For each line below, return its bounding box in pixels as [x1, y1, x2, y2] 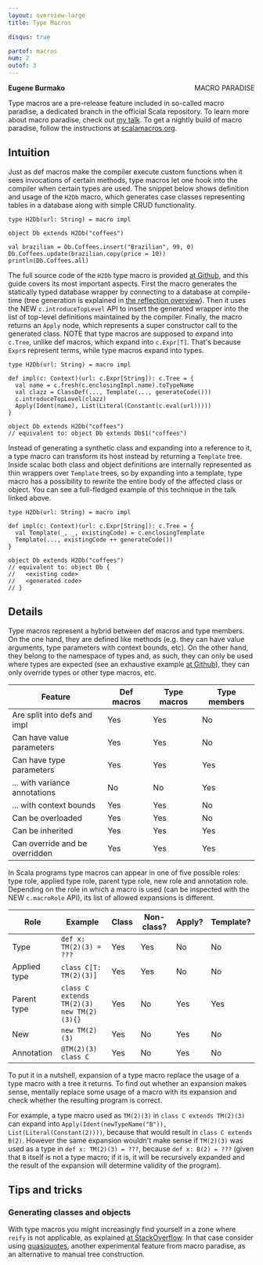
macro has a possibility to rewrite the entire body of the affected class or [8, 476, 243, 486]
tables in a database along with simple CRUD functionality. [8, 200, 197, 210]
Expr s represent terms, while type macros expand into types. [8, 345, 205, 355]
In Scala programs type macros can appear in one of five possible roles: [8, 868, 241, 877]
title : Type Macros [8, 19, 72, 27]
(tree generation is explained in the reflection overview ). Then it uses [23, 295, 247, 304]
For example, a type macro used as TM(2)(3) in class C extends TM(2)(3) [8, 1110, 245, 1120]
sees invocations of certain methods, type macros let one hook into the [8, 175, 238, 184]
